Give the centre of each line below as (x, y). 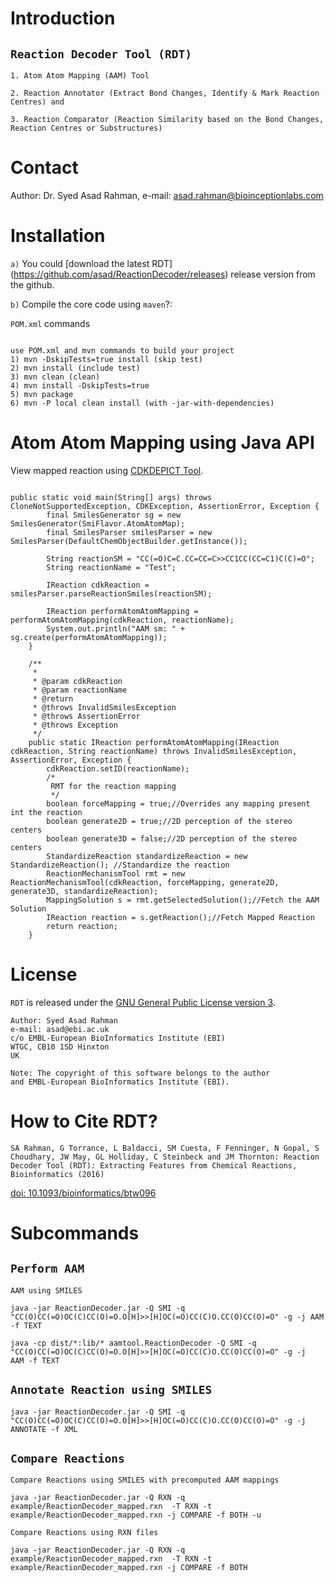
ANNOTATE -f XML (44, 1429)
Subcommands (75, 1233)
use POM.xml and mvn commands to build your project (122, 350)
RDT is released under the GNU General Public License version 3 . (143, 1002)
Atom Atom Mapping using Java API (162, 443)
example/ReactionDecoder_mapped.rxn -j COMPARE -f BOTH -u (136, 1515)
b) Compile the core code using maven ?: (91, 304)
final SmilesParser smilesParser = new (129, 532)
